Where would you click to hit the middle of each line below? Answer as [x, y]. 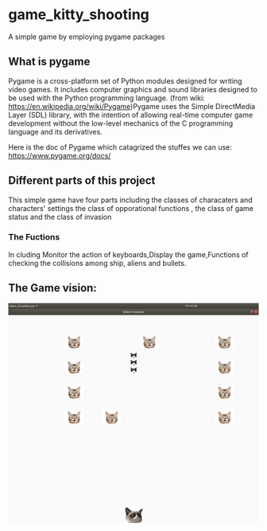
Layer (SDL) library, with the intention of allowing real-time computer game [131, 115]
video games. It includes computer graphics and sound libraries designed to [133, 89]
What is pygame [49, 62]
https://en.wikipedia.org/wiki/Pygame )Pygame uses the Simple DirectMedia [132, 106]
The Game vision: [52, 288]
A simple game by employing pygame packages [87, 37]
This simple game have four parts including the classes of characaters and [130, 200]
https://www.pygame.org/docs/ [60, 155]
